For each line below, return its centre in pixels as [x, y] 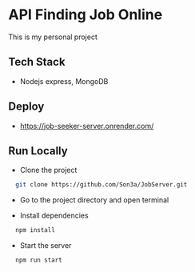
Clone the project [48, 170]
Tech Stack [37, 62]
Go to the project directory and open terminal [94, 200]
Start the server [46, 246]
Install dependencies [54, 216]
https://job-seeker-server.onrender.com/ [87, 126]
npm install [36, 230]
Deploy [26, 107]
